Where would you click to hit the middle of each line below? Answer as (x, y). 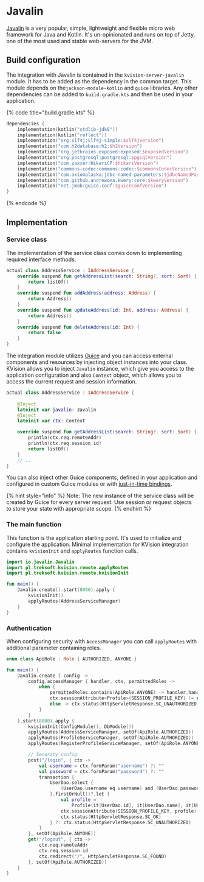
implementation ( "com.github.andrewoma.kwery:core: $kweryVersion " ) (103, 180)
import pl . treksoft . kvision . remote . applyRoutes (68, 567)
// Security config (53, 755)
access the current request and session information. (72, 382)
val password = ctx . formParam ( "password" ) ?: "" (101, 771)
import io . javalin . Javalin (40, 562)
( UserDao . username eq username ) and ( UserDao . (121, 789)
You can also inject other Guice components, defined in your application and (102, 478)
